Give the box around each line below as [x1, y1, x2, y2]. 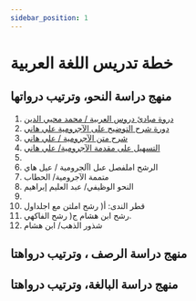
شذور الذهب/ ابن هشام [23, 220, 103, 231]
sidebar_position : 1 [10, 13, 89, 23]
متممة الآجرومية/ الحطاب [23, 171, 109, 182]
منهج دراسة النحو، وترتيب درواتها [10, 88, 172, 105]
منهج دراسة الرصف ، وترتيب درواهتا [10, 246, 188, 262]
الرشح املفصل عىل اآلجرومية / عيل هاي [23, 161, 159, 172]
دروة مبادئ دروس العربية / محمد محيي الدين [23, 113, 174, 124]
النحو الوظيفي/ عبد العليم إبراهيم [23, 181, 135, 192]
